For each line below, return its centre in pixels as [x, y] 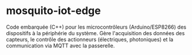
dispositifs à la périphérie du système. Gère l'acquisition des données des [95, 33]
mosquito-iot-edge [53, 11]
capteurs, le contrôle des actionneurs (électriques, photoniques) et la [90, 39]
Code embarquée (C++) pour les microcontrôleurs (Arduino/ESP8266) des [96, 27]
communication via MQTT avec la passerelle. [60, 46]
